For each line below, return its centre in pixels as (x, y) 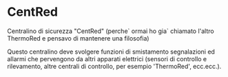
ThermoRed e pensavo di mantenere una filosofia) (78, 38)
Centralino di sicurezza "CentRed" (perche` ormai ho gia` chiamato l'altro (111, 31)
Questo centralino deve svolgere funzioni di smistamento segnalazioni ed (111, 52)
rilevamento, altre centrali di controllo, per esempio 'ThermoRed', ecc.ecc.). (114, 66)
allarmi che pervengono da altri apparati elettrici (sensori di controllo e (107, 58)
